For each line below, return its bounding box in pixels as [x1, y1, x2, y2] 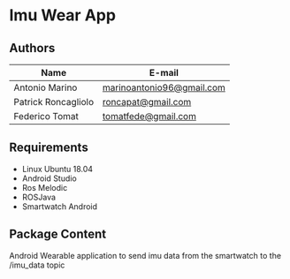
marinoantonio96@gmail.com [102, 81, 225, 94]
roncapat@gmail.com [102, 96, 192, 108]
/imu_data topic [9, 260, 65, 270]
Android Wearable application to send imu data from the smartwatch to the [9, 250, 281, 260]
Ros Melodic [21, 182, 68, 192]
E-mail [149, 67, 179, 79]
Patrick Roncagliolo [13, 96, 95, 108]
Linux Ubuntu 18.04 [21, 163, 94, 174]
